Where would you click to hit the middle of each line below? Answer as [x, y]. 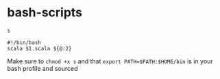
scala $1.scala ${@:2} [39, 48]
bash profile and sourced [42, 68]
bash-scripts [45, 13]
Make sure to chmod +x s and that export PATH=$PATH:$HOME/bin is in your [110, 61]
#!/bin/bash [24, 42]
